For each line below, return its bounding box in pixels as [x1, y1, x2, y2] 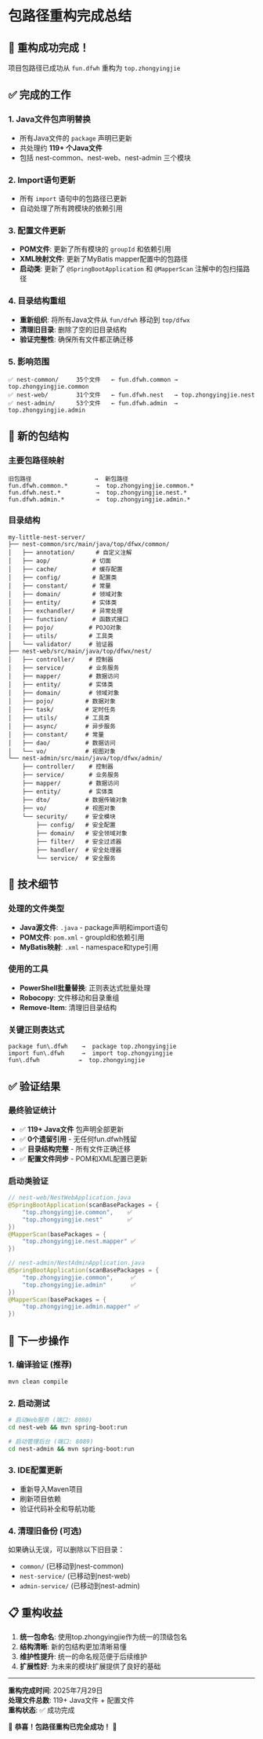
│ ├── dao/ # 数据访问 [8, 739, 116, 747]
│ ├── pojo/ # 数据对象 [8, 697, 116, 705]
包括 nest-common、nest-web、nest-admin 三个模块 [19, 152, 192, 162]
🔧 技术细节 [8, 877, 59, 891]
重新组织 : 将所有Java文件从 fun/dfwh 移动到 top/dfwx [19, 315, 190, 324]
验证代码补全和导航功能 [19, 1503, 95, 1513]
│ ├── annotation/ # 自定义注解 [8, 548, 132, 556]
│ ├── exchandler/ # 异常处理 [8, 606, 123, 615]
